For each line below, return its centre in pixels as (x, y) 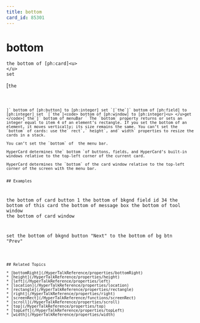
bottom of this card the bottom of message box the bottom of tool (94, 206)
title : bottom (24, 12)
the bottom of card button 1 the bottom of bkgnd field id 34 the (92, 200)
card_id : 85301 (26, 18)
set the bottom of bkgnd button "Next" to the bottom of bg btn (89, 236)
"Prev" (15, 241)
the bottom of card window (40, 216)
